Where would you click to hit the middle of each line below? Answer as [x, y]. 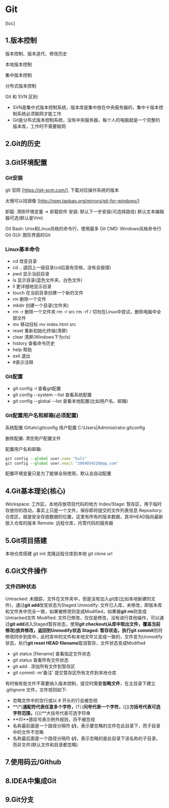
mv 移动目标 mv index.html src [44, 324]
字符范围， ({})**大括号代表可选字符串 [51, 713]
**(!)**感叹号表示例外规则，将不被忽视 [54, 719]
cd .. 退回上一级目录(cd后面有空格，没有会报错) [62, 268]
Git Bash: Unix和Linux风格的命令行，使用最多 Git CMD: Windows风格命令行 [83, 228]
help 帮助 [22, 350]
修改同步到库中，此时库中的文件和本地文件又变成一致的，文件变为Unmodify [84, 636]
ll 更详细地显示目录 [32, 287]
